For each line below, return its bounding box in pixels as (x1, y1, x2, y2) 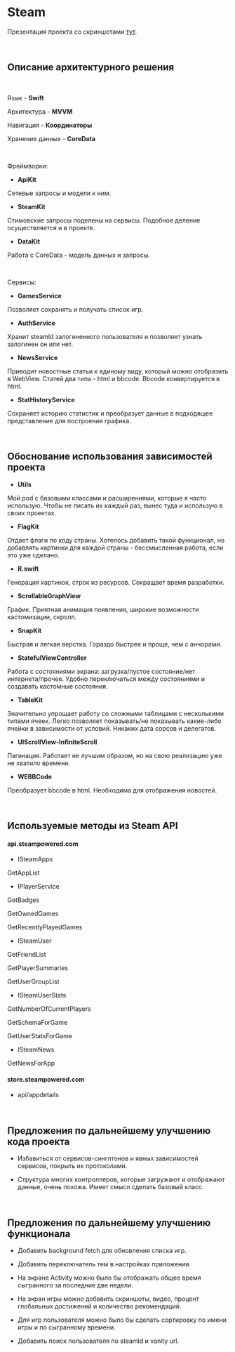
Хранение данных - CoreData (7, 134, 96, 143)
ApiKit (17, 175, 36, 183)
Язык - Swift (7, 93, 44, 102)
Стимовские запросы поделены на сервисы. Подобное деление (7, 216, 201, 225)
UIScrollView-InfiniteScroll (17, 738, 98, 746)
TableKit (17, 696, 43, 704)
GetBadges (7, 896, 40, 904)
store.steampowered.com (7, 1075, 86, 1083)
